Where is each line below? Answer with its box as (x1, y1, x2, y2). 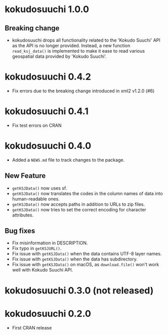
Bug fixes (5, 227, 35, 235)
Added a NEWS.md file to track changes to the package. (12, 157, 125, 163)
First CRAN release (12, 324, 52, 330)
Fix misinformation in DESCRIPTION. (12, 240, 88, 246)
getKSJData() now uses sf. (12, 185, 67, 191)
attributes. (12, 212, 34, 218)
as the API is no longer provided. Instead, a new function (12, 43, 131, 49)
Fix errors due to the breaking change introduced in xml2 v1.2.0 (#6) (12, 88, 155, 94)
